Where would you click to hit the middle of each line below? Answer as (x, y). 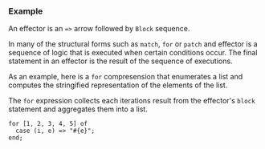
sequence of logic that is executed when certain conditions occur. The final (133, 53)
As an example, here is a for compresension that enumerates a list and (126, 77)
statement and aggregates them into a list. (78, 109)
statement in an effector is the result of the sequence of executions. (120, 61)
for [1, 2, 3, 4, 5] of (48, 124)
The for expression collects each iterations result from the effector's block (132, 101)
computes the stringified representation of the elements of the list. (118, 85)
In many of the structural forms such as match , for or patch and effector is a (133, 44)
